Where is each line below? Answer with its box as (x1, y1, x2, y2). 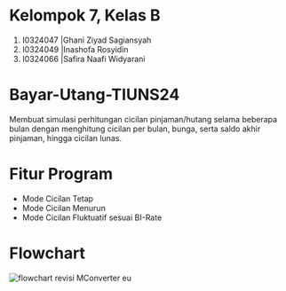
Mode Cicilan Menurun (21, 202, 107, 213)
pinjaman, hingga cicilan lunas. (9, 132, 123, 143)
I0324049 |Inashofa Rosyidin (21, 43, 129, 54)
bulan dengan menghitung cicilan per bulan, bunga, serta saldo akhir (9, 123, 261, 134)
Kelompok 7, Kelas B (9, 5, 162, 26)
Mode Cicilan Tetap (21, 193, 94, 204)
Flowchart (9, 243, 86, 263)
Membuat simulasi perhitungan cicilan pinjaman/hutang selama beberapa (9, 114, 278, 124)
